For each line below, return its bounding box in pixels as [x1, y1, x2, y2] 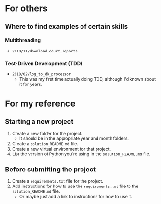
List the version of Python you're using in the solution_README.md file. [12, 151, 151, 157]
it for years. [19, 81, 43, 87]
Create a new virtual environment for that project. [12, 146, 111, 152]
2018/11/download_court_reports [12, 49, 78, 53]
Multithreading [5, 37, 41, 44]
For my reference [5, 98, 76, 109]
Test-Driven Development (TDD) [5, 60, 83, 67]
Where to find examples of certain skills [5, 22, 128, 31]
